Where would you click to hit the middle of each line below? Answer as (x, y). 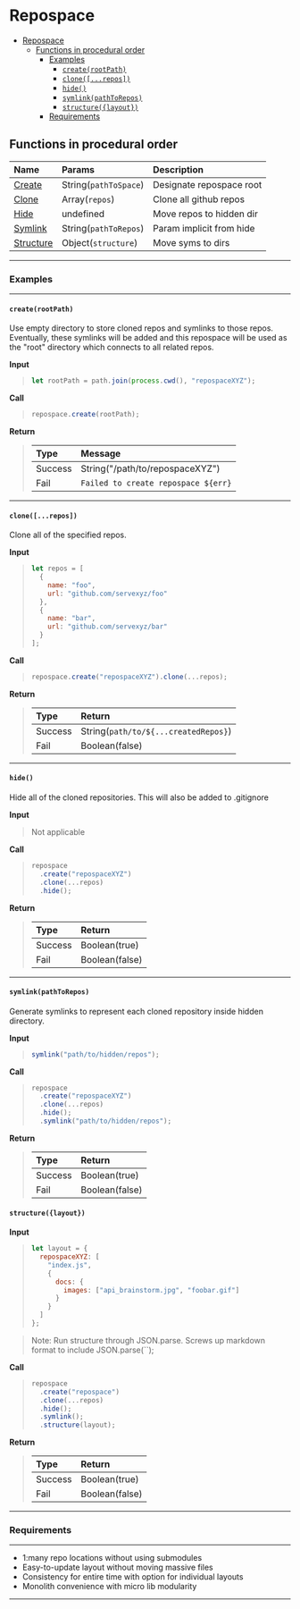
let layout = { (59, 1249)
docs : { (69, 1282)
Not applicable (58, 832)
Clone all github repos (199, 199)
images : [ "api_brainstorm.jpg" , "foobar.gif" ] (152, 1290)
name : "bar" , (72, 619)
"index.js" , (70, 1265)
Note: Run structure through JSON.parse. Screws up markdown (148, 1340)
